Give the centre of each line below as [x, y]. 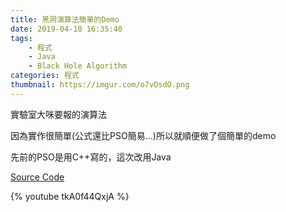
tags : [21, 38]
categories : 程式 [45, 76]
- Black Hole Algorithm [78, 66]
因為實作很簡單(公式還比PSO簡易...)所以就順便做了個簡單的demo [143, 135]
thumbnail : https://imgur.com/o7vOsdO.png [100, 85]
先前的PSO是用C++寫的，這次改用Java [91, 157]
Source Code [37, 177]
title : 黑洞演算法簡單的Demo [65, 19]
